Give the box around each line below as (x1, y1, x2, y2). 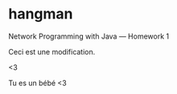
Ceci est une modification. (8, 47, 96, 56)
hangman (8, 5, 74, 23)
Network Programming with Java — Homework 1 (8, 31, 170, 41)
